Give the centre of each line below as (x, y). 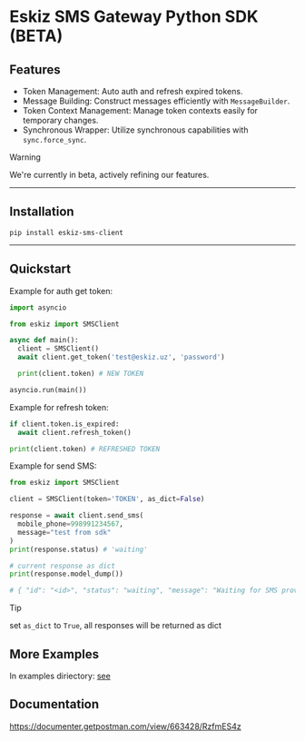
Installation (42, 212)
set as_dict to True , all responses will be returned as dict (116, 626)
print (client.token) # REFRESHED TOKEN (85, 449)
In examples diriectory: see (60, 676)
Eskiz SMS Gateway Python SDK (134, 17)
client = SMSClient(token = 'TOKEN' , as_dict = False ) (107, 499)
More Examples (54, 654)
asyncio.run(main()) (49, 390)
